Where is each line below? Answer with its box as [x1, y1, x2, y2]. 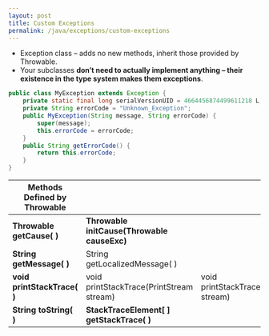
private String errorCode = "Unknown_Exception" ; [22, 105, 192, 113]
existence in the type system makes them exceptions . [19, 74, 203, 84]
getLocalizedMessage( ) [85, 258, 178, 269]
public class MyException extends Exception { [8, 90, 167, 98]
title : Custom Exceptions [8, 19, 94, 27]
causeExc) [85, 235, 127, 246]
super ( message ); [37, 119, 91, 127]
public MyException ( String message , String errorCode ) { [22, 112, 217, 120]
